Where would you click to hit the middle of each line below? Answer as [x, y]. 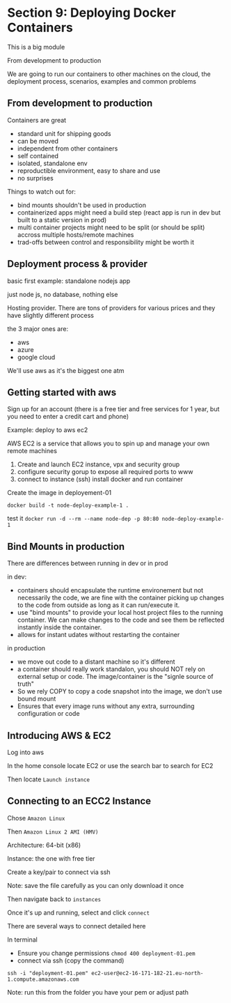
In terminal [23, 940]
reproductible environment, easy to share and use [89, 170]
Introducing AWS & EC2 [59, 736]
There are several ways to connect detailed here [77, 926]
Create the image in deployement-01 [59, 493]
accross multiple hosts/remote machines [75, 234]
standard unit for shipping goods [64, 133]
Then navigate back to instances [54, 899]
